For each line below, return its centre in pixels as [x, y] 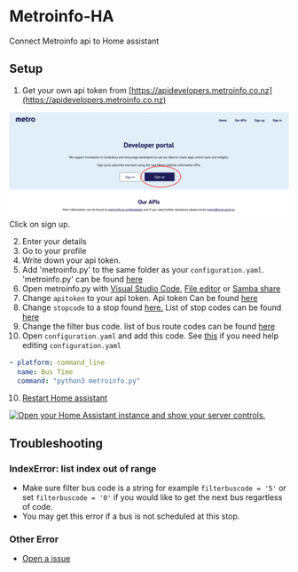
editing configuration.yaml [71, 345]
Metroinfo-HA [62, 16]
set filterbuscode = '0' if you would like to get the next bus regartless [152, 497]
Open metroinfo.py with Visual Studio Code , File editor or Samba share [151, 288]
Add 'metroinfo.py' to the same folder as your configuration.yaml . [143, 269]
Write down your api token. [71, 260]
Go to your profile [54, 250]
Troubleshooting [56, 443]
